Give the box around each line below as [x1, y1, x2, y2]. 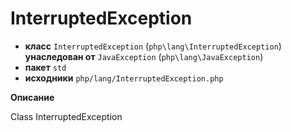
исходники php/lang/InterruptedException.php [24, 72, 224, 84]
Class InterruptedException [10, 110, 123, 122]
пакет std [24, 61, 67, 73]
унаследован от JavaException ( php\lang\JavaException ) [24, 50, 264, 62]
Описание [10, 91, 55, 103]
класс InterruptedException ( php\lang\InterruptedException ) [24, 40, 282, 52]
